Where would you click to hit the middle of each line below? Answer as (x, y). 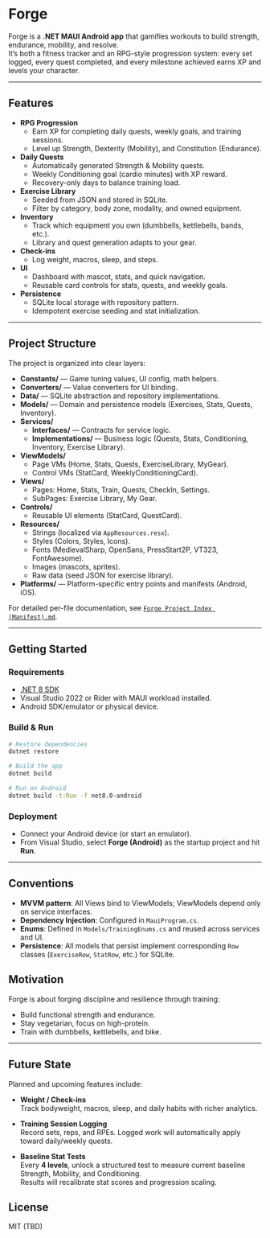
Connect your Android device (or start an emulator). (106, 834)
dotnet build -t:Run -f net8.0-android (75, 796)
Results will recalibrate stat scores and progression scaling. (118, 1182)
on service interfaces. (56, 911)
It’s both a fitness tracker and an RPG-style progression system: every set (131, 53)
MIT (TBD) (25, 1227)
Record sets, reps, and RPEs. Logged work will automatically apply (130, 1132)
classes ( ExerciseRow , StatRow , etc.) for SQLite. (97, 954)
